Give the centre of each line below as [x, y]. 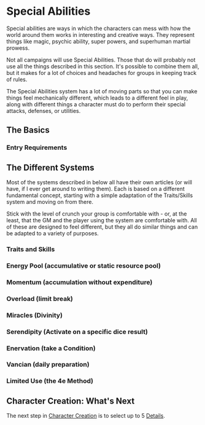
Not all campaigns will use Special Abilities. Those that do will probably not [101, 60]
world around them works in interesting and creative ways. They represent [101, 34]
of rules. [17, 79]
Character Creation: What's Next [71, 401]
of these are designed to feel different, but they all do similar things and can [102, 227]
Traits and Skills [31, 249]
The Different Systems [50, 167]
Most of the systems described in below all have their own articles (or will [99, 182]
